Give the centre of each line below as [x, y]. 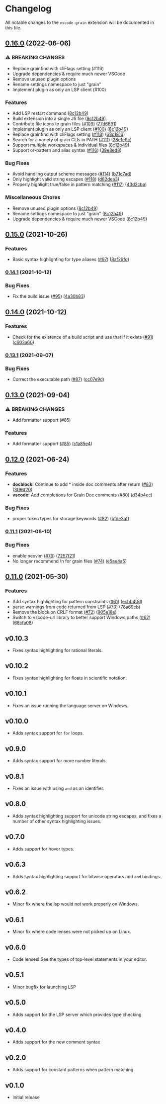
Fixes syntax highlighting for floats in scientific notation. [70, 678]
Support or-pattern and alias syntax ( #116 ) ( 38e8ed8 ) [67, 150]
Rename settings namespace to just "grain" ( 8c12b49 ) [68, 213]
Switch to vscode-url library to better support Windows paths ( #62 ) [81, 618]
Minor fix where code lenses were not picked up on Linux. [72, 932]
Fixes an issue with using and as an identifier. [58, 788]
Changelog [28, 9]
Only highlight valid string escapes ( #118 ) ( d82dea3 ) [66, 179]
